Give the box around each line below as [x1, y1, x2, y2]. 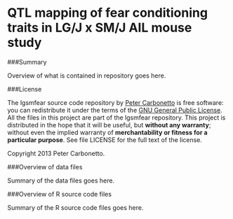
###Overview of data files [7, 162, 83, 171]
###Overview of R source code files [7, 190, 112, 198]
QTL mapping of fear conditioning [7, 5, 208, 21]
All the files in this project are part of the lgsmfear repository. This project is [7, 113, 226, 122]
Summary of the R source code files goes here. [7, 203, 144, 211]
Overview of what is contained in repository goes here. [7, 71, 166, 80]
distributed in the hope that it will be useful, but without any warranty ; [7, 120, 211, 129]
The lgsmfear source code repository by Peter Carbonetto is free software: [7, 98, 224, 106]
